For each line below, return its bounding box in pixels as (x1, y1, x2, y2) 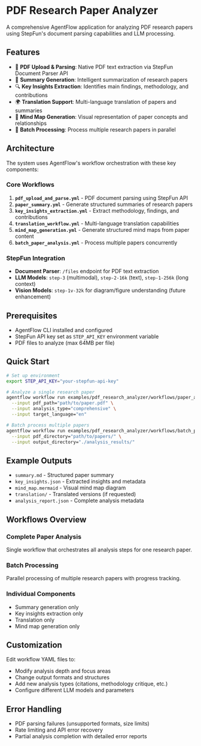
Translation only (14, 616, 55, 623)
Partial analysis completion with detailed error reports (14, 733, 148, 740)
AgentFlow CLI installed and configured (14, 326, 112, 333)
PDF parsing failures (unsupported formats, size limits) (14, 720, 150, 727)
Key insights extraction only (14, 610, 84, 617)
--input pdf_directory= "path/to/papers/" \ (11, 433, 121, 439)
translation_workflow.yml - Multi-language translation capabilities (14, 220, 179, 227)
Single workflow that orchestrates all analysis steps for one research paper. (6, 546, 193, 553)
